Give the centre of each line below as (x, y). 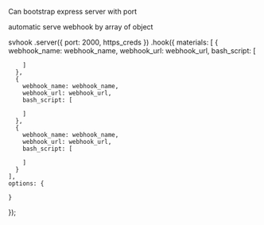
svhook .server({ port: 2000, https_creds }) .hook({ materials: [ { (113, 42)
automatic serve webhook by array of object (81, 27)
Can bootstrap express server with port (73, 12)
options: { (26, 184)
